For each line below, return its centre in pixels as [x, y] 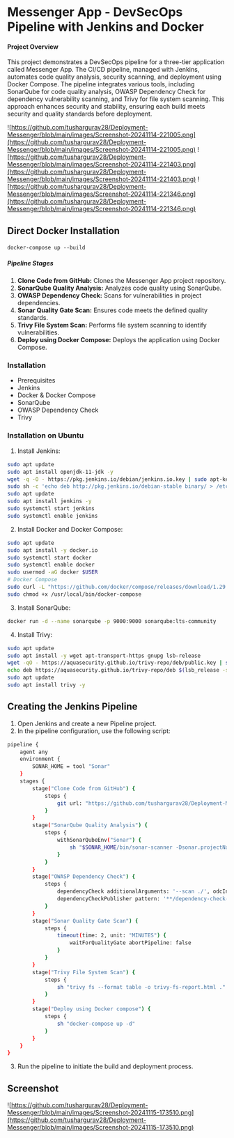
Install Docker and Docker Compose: [70, 529]
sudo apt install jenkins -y [49, 501]
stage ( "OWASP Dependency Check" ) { [84, 877]
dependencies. [39, 303]
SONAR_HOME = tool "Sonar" [71, 767]
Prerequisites [36, 380]
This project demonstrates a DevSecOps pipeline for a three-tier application [116, 62]
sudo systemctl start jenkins [51, 509]
